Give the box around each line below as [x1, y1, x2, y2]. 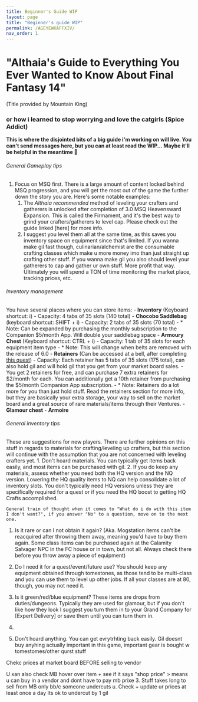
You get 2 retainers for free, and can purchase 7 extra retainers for [6, 369, 168, 376]
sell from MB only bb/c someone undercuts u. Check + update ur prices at [6, 683, 187, 690]
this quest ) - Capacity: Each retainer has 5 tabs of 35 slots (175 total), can [6, 356, 185, 363]
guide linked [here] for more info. [23, 224, 104, 231]
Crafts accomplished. [6, 494, 58, 501]
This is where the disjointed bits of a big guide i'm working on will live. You [6, 136, 192, 143]
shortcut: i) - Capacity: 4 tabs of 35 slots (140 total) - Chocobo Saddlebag [6, 312, 187, 319]
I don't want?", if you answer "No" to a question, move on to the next [6, 511, 189, 517]
